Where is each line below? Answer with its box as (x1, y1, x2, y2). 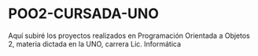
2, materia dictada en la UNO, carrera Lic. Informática (8, 39, 182, 48)
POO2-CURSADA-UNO (8, 5, 159, 23)
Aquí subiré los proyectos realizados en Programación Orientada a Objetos (8, 31, 250, 40)
